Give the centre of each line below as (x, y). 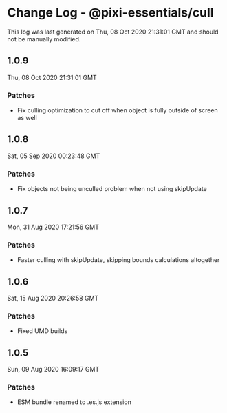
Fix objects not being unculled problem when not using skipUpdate (112, 189)
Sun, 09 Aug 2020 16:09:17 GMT (53, 370)
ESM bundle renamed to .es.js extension (74, 402)
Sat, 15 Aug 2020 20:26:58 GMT (53, 299)
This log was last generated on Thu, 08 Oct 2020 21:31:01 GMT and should (113, 32)
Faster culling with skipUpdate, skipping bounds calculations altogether (118, 260)
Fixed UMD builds (42, 331)
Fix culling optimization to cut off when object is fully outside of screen (117, 110)
